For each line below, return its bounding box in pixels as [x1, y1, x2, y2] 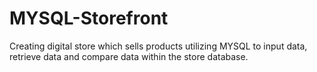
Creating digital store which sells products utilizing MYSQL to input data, [9, 40, 308, 52]
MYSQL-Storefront [9, 7, 169, 30]
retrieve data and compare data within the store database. [9, 50, 249, 62]
